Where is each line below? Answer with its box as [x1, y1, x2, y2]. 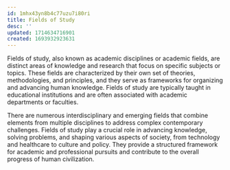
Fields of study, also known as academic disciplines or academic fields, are [7, 54, 220, 62]
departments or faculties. [7, 98, 79, 106]
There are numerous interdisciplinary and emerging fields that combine [7, 111, 208, 120]
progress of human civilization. [7, 155, 95, 163]
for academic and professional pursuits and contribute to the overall [7, 148, 199, 156]
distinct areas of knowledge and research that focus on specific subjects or [7, 62, 221, 70]
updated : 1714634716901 [7, 29, 76, 36]
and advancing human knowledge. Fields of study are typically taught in [7, 84, 211, 92]
